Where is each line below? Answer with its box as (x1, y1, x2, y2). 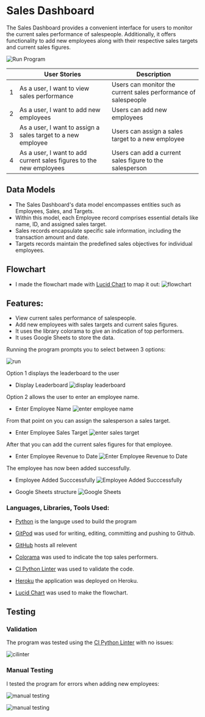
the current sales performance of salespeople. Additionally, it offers (6, 30, 176, 37)
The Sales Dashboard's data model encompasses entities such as (15, 200, 181, 208)
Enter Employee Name (15, 405, 71, 412)
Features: (6, 298, 44, 308)
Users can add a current (112, 148, 181, 157)
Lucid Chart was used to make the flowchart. (15, 589, 128, 596)
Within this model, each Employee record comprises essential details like (15, 214, 199, 221)
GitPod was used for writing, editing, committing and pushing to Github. (15, 529, 195, 537)
